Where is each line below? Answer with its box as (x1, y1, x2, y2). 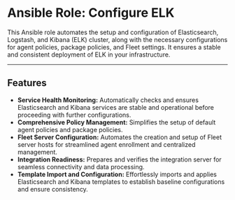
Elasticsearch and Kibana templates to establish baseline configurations (17, 177, 225, 186)
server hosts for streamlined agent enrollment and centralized (17, 140, 196, 148)
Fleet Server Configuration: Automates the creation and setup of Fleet (17, 133, 222, 141)
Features (7, 77, 47, 89)
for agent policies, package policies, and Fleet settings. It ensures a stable (7, 43, 222, 51)
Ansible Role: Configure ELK (7, 5, 175, 21)
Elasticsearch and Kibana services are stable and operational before (17, 103, 215, 111)
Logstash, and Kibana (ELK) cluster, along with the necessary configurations (7, 35, 228, 43)
